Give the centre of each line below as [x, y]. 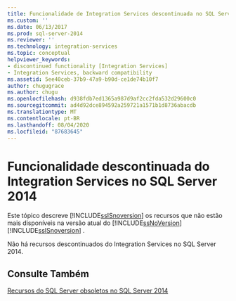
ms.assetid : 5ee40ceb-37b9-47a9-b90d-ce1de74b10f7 [83, 79]
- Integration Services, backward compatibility [80, 72]
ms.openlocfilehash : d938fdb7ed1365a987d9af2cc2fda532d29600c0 [102, 99]
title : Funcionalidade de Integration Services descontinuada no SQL [111, 14]
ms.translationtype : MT [42, 112]
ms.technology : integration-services [63, 46]
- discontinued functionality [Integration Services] [88, 66]
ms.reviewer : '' [31, 40]
